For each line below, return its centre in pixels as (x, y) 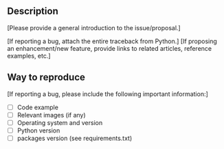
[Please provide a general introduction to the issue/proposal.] (94, 27)
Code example (37, 107)
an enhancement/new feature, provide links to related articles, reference (109, 48)
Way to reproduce (46, 77)
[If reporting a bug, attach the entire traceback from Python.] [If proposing (112, 41)
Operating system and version (60, 122)
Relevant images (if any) (51, 115)
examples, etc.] (29, 56)
